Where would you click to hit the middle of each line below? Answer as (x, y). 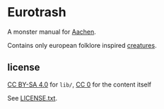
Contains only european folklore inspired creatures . (82, 45)
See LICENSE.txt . (33, 98)
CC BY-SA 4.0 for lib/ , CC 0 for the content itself (80, 84)
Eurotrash (37, 12)
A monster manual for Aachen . (52, 32)
